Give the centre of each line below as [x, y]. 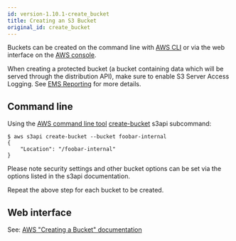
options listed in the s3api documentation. [69, 176]
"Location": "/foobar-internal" [68, 149]
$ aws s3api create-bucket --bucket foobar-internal [87, 137]
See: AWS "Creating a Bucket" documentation [75, 230]
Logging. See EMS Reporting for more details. [74, 84]
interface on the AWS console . [52, 55]
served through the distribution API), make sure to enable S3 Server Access [118, 76]
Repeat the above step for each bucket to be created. [86, 190]
